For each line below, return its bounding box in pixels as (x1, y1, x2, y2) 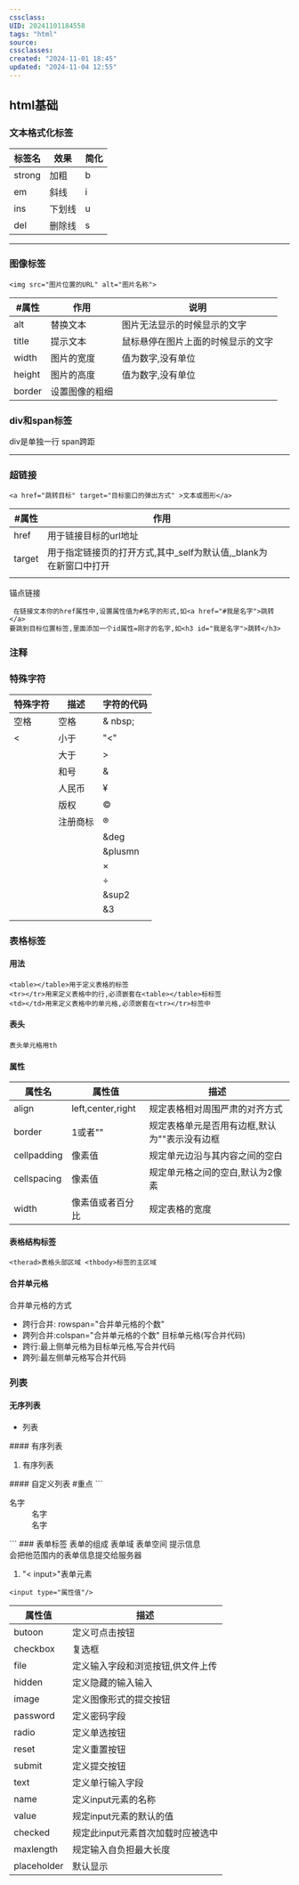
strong (13, 168, 42, 181)
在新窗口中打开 (47, 560, 110, 573)
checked (13, 1826, 51, 1839)
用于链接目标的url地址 (47, 530, 140, 542)
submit (13, 1759, 43, 1772)
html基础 (9, 98, 59, 113)
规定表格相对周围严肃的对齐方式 (149, 1103, 283, 1116)
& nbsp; (102, 714, 135, 727)
